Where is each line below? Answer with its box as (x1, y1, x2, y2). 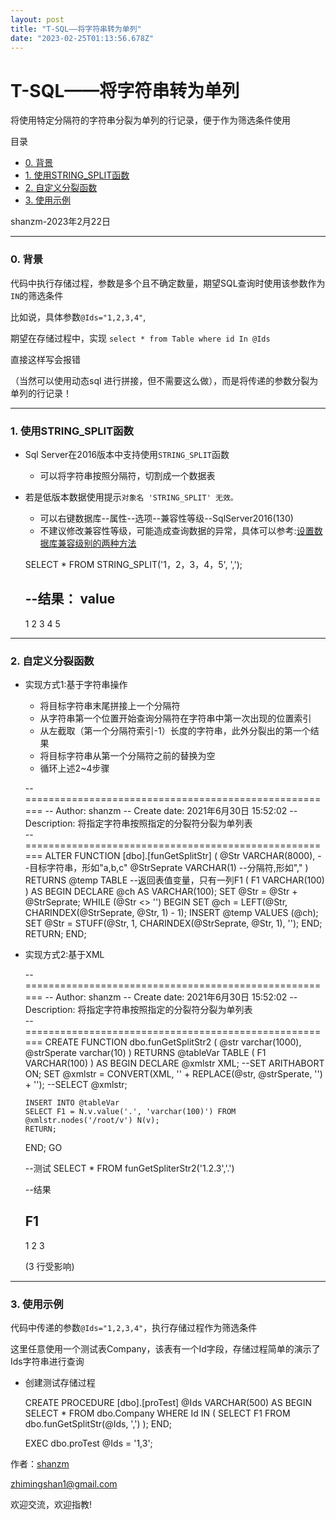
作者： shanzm (10, 1458, 70, 1470)
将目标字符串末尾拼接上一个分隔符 (39, 700, 181, 712)
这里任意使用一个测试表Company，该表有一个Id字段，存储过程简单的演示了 (10, 1343, 321, 1355)
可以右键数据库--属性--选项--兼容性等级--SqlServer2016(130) (39, 512, 294, 524)
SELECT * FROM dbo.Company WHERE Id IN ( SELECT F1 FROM (24, 1407, 291, 1420)
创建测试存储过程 (24, 1377, 96, 1389)
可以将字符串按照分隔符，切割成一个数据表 (39, 469, 216, 481)
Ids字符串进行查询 (10, 1356, 85, 1368)
